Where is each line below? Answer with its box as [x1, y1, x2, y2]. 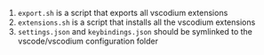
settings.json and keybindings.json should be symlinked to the [17, 27, 253, 36]
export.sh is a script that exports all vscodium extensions [17, 8, 228, 18]
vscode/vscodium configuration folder [17, 35, 158, 46]
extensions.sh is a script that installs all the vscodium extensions [17, 17, 256, 27]
